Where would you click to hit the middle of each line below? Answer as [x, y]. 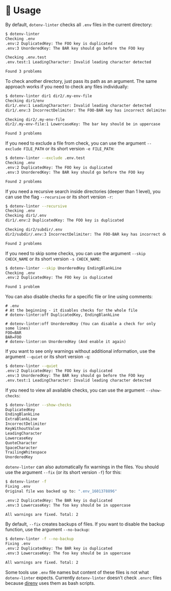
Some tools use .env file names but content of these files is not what [77, 572]
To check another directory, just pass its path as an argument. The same [81, 81]
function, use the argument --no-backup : [48, 530]
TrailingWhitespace [26, 452]
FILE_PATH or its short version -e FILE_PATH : [69, 149]
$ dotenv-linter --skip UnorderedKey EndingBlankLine [64, 268]
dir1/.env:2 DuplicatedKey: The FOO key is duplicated [65, 220]
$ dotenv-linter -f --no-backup [39, 539]
